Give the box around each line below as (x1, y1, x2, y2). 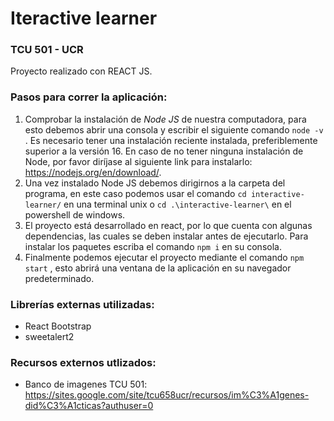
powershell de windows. (24, 208, 126, 221)
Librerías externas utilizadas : (10, 297, 155, 311)
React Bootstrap (24, 320, 92, 332)
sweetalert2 (24, 331, 75, 343)
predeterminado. (24, 272, 95, 284)
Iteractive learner (10, 7, 158, 30)
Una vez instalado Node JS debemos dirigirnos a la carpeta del (24, 177, 286, 189)
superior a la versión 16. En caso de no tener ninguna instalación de (24, 145, 304, 157)
